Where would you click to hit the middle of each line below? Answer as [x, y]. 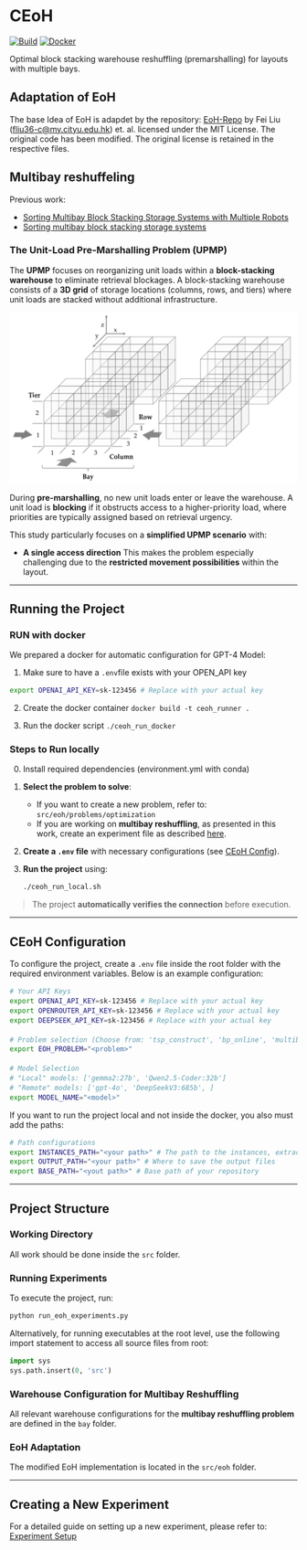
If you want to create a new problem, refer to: [122, 804]
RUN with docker [48, 634]
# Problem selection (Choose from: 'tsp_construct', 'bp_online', [138, 1040]
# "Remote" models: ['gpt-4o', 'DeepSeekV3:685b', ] [112, 1088]
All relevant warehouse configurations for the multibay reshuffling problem [152, 1414]
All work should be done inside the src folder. [95, 1254]
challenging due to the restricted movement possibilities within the [150, 562]
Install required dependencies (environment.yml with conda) [136, 770]
